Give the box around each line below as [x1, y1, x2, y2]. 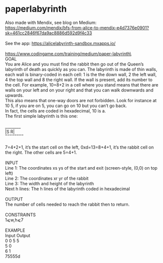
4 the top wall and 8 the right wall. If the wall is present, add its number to [5, 77, 153, 83]
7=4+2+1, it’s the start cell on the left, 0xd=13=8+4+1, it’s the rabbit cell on [5, 144, 154, 150]
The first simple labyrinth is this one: [5, 113, 78, 119]
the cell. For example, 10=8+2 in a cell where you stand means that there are [5, 82, 159, 88]
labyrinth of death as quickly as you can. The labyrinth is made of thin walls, [5, 66, 158, 72]
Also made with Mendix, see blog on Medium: [5, 20, 97, 25]
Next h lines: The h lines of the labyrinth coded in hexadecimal [5, 186, 130, 192]
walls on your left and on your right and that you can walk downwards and [5, 87, 154, 93]
